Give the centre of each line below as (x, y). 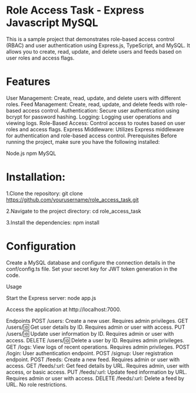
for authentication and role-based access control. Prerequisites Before (92, 136)
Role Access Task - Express (75, 10)
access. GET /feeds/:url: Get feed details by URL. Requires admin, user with (98, 365)
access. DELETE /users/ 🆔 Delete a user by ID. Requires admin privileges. (95, 340)
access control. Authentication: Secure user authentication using (101, 110)
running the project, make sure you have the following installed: (83, 141)
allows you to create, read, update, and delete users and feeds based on (94, 51)
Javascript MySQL (52, 23)
